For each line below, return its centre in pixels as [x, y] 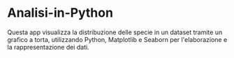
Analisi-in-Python [60, 13]
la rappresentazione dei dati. [48, 47]
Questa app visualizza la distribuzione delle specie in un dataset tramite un [115, 32]
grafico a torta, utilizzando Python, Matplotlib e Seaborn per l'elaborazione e [117, 39]
